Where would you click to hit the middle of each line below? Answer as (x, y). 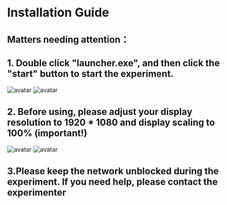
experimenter (37, 192)
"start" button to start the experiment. (91, 73)
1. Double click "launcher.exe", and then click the (113, 63)
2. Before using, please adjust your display (100, 112)
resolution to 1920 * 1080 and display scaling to (111, 122)
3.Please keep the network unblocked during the (113, 171)
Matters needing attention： (68, 39)
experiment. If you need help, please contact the (112, 181)
